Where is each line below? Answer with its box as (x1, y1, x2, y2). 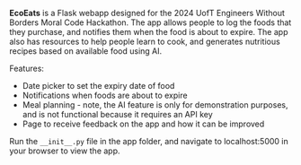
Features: (9, 63, 45, 74)
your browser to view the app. (9, 145, 120, 156)
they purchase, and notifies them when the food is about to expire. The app (9, 27, 288, 37)
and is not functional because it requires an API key (22, 109, 213, 119)
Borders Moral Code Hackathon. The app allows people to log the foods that (9, 17, 292, 28)
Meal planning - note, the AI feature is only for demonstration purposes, (22, 100, 288, 110)
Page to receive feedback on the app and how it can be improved (22, 118, 265, 129)
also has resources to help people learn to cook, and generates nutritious (9, 36, 280, 47)
